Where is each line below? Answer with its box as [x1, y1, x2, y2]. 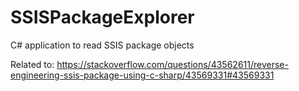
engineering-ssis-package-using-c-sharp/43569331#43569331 [10, 69, 275, 81]
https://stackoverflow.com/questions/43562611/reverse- [56, 58, 289, 70]
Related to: [10, 58, 55, 70]
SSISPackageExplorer [10, 6, 195, 29]
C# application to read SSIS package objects [10, 39, 195, 51]
